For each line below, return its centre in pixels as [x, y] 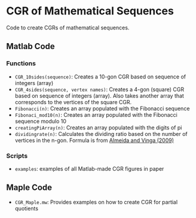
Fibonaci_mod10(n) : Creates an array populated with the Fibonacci [96, 114]
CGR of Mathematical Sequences [90, 11]
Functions [21, 63]
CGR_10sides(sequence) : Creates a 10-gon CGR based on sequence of [100, 77]
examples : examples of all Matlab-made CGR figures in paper [89, 168]
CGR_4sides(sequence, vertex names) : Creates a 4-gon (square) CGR [99, 89]
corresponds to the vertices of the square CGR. [73, 102]
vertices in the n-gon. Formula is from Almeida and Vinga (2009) [94, 140]
